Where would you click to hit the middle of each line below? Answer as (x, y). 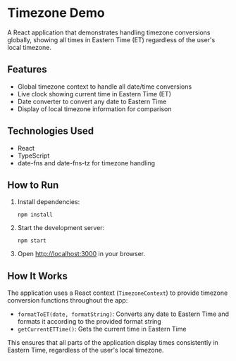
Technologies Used (50, 131)
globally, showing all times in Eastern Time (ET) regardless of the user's (111, 39)
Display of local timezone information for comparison (94, 109)
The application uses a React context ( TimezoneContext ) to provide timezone (118, 293)
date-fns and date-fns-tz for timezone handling (86, 163)
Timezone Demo (56, 13)
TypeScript (33, 156)
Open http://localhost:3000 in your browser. (81, 254)
